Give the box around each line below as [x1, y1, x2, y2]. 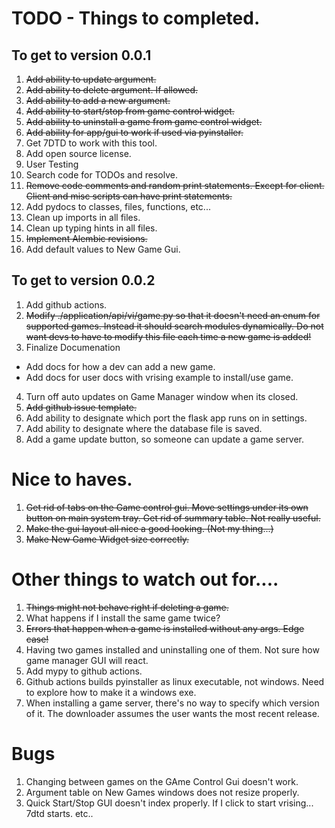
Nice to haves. [11, 468, 133, 491]
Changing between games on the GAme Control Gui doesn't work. [25, 775, 299, 787]
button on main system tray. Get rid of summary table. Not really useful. [25, 512, 321, 524]
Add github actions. [25, 298, 108, 311]
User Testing [25, 158, 79, 170]
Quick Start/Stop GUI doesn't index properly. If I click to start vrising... [25, 797, 314, 809]
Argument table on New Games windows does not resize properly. [25, 786, 300, 798]
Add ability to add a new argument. [25, 95, 171, 106]
